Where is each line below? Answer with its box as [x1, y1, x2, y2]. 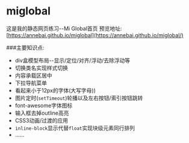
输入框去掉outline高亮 [14, 109, 69, 117]
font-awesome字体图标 [14, 102, 73, 109]
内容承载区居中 [14, 71, 52, 79]
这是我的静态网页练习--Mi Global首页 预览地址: [6, 25, 122, 32]
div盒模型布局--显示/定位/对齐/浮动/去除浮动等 [14, 56, 131, 64]
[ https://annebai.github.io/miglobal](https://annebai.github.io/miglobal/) [6, 31, 184, 38]
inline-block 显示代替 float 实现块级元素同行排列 [14, 124, 135, 132]
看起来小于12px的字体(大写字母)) [14, 87, 96, 94]
